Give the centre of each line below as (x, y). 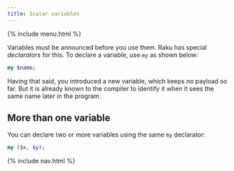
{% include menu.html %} (44, 34)
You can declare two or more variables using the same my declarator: (106, 135)
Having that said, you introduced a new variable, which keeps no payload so (117, 81)
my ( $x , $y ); (26, 148)
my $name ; (22, 67)
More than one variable (59, 117)
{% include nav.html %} (41, 161)
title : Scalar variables (43, 14)
